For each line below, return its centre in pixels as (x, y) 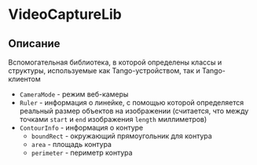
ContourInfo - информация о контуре (81, 128)
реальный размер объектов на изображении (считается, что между (134, 111)
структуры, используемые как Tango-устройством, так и (104, 71)
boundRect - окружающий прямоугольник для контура (121, 136)
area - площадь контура (72, 144)
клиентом (24, 79)
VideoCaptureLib (65, 15)
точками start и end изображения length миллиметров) (113, 119)
